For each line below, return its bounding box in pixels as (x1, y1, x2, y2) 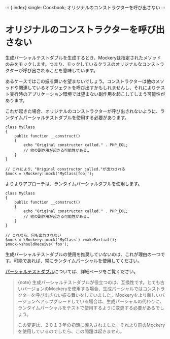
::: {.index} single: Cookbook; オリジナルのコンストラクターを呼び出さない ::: (5, 5, 165, 10)
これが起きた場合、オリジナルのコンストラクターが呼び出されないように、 (5, 108, 161, 114)
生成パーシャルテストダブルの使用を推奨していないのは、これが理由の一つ (5, 251, 161, 257)
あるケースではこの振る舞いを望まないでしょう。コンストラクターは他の (5, 78, 156, 84)
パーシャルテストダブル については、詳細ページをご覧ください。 (5, 268, 139, 274)
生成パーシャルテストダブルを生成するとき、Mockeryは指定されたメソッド (5, 54, 161, 61)
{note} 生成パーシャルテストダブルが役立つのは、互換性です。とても (17, 279, 160, 285)
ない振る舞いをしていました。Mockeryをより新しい (53, 292, 161, 298)
